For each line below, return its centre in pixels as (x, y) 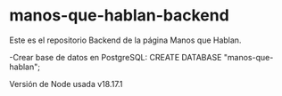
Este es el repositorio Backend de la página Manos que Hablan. (125, 40)
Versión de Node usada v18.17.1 (66, 84)
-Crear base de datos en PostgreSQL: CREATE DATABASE (116, 57)
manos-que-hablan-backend (119, 16)
